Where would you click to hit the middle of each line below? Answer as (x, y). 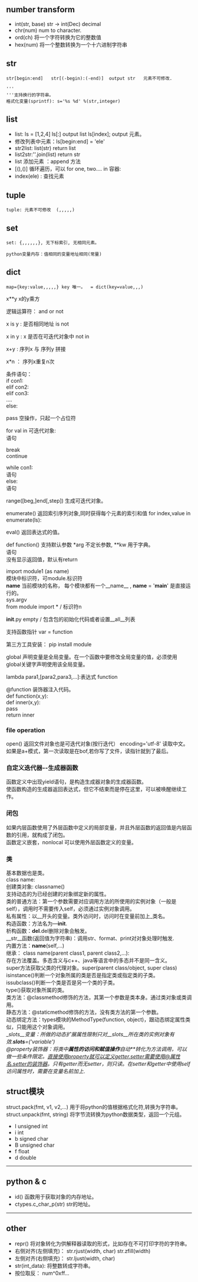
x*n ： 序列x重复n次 (30, 361)
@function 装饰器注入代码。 (40, 689)
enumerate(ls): (24, 520)
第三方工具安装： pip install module (49, 644)
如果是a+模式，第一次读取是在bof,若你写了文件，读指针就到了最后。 (89, 751)
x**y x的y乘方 (23, 298)
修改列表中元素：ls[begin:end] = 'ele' (60, 142)
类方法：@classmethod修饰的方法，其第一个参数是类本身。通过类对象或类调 (99, 997)
